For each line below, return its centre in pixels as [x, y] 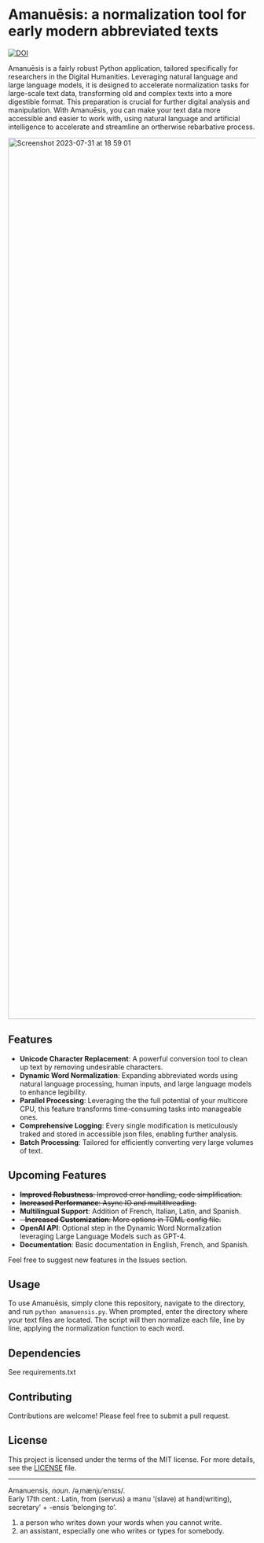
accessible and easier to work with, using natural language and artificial [124, 118]
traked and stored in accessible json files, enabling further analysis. [128, 1134]
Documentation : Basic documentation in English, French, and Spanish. [134, 1244]
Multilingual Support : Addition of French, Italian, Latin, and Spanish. [130, 1211]
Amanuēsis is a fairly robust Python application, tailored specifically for [123, 68]
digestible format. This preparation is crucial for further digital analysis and [129, 102]
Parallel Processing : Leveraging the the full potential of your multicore [134, 1100]
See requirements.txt [42, 1372]
